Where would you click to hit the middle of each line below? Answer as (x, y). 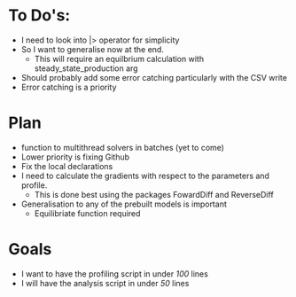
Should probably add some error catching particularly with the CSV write (154, 77)
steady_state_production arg (86, 68)
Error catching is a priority (69, 87)
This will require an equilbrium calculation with (119, 59)
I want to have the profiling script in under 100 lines (115, 274)
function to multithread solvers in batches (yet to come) (123, 147)
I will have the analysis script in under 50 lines (105, 283)
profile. (34, 185)
